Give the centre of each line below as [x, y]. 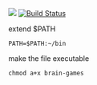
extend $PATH [32, 29]
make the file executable [49, 59]
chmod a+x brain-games [46, 73]
